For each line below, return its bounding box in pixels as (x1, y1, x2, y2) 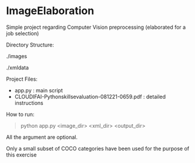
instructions (14, 99, 44, 107)
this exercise (6, 151, 37, 158)
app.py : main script (14, 87, 63, 94)
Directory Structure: (6, 41, 55, 48)
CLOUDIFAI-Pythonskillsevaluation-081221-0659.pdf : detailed (14, 93, 166, 100)
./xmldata (6, 64, 29, 71)
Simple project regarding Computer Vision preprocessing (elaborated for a (6, 24, 186, 31)
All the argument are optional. (6, 134, 78, 141)
